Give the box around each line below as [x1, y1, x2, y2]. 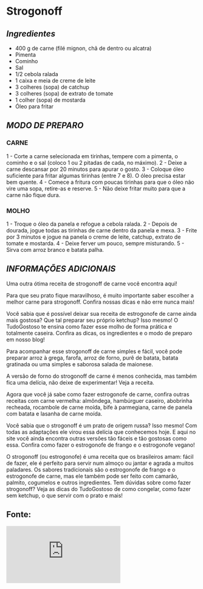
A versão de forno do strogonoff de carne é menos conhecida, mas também [6, 372, 198, 380]
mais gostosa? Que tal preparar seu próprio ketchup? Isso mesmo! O [6, 316, 178, 324]
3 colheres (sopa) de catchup [15, 83, 89, 91]
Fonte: [6, 509, 32, 520]
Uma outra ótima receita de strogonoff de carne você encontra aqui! [6, 280, 177, 287]
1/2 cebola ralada [15, 71, 59, 77]
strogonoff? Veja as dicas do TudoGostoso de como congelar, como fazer [6, 485, 191, 492]
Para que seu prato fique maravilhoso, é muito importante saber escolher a [6, 291, 194, 299]
